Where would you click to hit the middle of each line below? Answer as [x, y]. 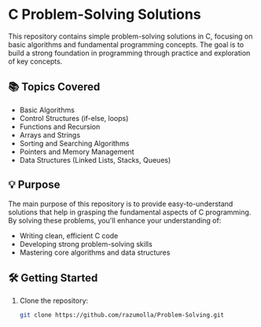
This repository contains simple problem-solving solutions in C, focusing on [130, 36]
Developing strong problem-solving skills [86, 244]
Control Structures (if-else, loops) [74, 118]
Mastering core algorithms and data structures [95, 252]
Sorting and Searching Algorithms [74, 143]
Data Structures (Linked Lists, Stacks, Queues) [95, 160]
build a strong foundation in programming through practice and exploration [129, 53]
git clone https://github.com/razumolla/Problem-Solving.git [122, 315]
